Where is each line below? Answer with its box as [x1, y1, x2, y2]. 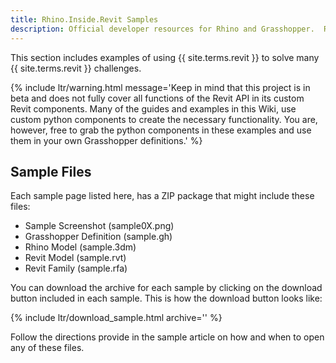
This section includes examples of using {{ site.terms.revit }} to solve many [10, 51, 320, 63]
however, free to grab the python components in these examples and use [10, 124, 312, 136]
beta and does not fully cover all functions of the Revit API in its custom [10, 92, 305, 104]
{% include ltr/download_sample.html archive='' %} [10, 312, 223, 324]
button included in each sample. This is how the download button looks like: [10, 292, 323, 305]
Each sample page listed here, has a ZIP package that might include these [10, 190, 315, 202]
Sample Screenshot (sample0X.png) [24, 220, 175, 232]
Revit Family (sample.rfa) [24, 262, 128, 275]
